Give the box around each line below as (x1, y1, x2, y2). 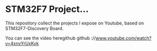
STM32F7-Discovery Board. (5, 25, 64, 31)
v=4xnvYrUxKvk (5, 40, 39, 46)
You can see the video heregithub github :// (5, 35, 96, 41)
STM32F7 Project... (5, 3, 89, 15)
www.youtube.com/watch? (95, 35, 152, 41)
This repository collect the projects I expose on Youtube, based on (5, 20, 144, 26)
